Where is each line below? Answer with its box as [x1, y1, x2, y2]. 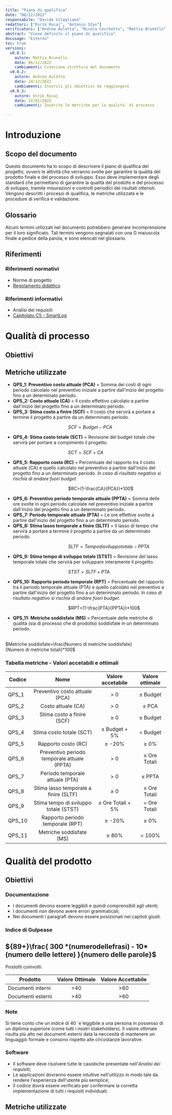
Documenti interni [8, 984, 51, 992]
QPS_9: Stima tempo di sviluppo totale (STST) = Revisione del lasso [12, 554, 158, 560]
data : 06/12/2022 [14, 60, 52, 65]
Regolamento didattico [12, 282, 60, 288]
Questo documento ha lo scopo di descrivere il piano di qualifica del [5, 163, 149, 170]
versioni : [5, 46, 27, 51]
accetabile [101, 679, 128, 686]
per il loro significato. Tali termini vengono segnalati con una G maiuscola [5, 229, 160, 236]
